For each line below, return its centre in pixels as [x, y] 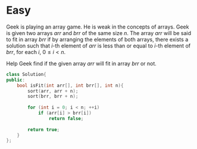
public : [16, 80]
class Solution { [26, 74]
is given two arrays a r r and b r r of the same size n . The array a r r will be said [99, 33]
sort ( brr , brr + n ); [53, 96]
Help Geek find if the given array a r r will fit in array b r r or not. [81, 64]
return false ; [66, 118]
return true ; [44, 129]
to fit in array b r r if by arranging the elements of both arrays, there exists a [97, 39]
